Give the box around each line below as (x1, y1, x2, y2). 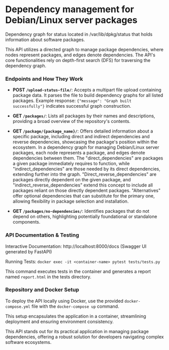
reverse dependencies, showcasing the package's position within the (12, 139, 158, 145)
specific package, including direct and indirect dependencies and (12, 134, 150, 140)
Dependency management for (5, 4, 134, 15)
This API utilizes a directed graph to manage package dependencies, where (5, 46, 164, 52)
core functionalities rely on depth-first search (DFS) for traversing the (5, 57, 151, 63)
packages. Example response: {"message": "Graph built (12, 98, 132, 104)
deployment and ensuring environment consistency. (5, 319, 114, 325)
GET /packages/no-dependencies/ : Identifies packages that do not (12, 208, 150, 214)
